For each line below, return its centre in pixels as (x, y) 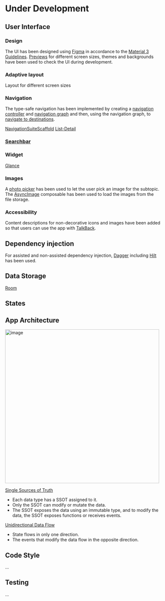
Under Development (47, 9)
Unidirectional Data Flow (30, 525)
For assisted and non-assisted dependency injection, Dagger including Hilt (81, 255)
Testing (17, 583)
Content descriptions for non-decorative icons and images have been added (83, 223)
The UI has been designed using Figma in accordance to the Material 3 (77, 51)
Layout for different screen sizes (38, 85)
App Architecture (32, 320)
